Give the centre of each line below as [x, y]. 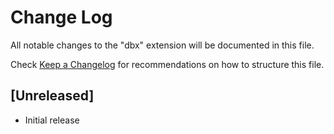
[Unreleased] [52, 96]
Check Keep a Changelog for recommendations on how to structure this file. [167, 64]
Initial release [52, 120]
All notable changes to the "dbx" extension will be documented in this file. [162, 45]
